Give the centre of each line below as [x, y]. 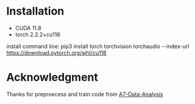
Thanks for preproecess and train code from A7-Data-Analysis [85, 94]
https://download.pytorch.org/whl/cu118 [56, 52]
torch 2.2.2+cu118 [38, 34]
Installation [35, 11]
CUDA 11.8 [28, 28]
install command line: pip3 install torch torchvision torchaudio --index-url [98, 46]
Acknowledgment [52, 78]
